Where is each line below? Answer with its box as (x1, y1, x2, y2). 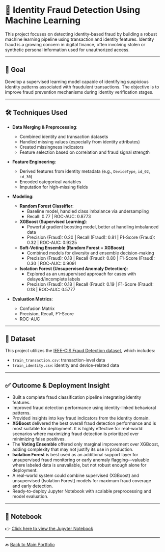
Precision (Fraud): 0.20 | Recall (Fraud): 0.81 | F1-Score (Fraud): (27, 234, 156, 240)
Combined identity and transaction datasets (19, 134, 109, 139)
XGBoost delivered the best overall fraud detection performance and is (12, 420, 156, 426)
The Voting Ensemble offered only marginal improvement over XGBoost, (12, 442, 160, 447)
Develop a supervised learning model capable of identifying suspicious (5, 79, 149, 84)
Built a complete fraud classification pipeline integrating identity (12, 394, 141, 400)
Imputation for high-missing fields (19, 184, 88, 190)
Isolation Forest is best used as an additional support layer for (12, 452, 138, 458)
